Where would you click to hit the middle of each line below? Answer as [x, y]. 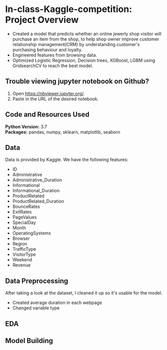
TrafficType [24, 249]
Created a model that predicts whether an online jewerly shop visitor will [87, 34]
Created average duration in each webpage [57, 303]
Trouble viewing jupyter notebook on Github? [77, 81]
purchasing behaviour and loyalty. [47, 50]
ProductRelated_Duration [38, 201]
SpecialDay [24, 223]
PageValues [24, 217]
